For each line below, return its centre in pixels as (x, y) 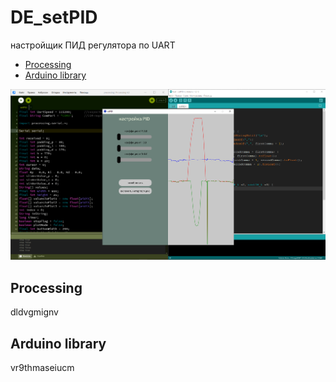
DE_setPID (54, 17)
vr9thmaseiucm (42, 367)
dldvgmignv (34, 312)
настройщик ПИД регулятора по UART (93, 45)
